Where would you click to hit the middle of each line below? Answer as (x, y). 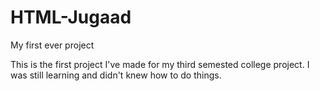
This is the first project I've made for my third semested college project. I (160, 64)
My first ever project (52, 45)
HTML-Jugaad (71, 17)
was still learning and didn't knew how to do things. (116, 75)
